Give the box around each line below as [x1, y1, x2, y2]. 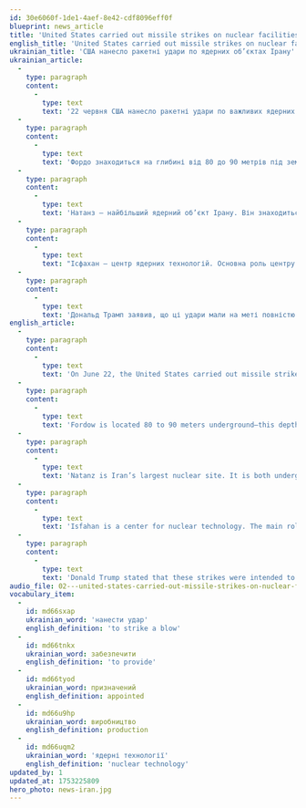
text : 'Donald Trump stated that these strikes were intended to [42, 573, 296, 582]
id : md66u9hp [25, 709, 76, 718]
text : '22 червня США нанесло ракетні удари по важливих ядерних [42, 107, 296, 116]
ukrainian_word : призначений [25, 683, 137, 692]
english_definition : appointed [25, 691, 145, 700]
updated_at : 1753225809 [9, 776, 100, 785]
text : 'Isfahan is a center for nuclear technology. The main [42, 522, 283, 532]
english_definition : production [25, 726, 148, 735]
